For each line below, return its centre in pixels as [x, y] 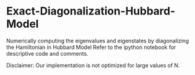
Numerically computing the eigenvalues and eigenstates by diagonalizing [97, 41]
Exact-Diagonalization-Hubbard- [91, 11]
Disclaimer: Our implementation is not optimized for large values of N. [93, 65]
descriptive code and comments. [48, 53]
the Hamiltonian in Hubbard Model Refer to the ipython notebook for [91, 47]
